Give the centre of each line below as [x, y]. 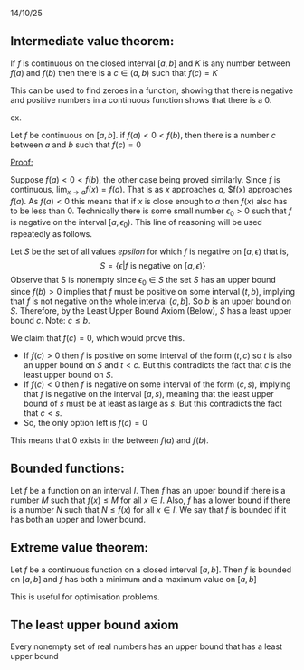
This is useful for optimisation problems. [85, 597]
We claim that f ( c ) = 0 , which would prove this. [98, 338]
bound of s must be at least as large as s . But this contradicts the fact [153, 403]
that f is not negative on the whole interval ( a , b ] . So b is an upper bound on [151, 301]
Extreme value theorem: [79, 547]
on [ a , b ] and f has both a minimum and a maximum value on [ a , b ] [133, 579]
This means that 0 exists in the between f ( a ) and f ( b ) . [109, 440]
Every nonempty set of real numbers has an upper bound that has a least [147, 646]
